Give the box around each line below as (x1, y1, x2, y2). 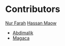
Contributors (5, 3, 60, 15)
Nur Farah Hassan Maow (5, 20, 57, 26)
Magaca (12, 35, 30, 41)
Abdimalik (12, 29, 34, 35)
